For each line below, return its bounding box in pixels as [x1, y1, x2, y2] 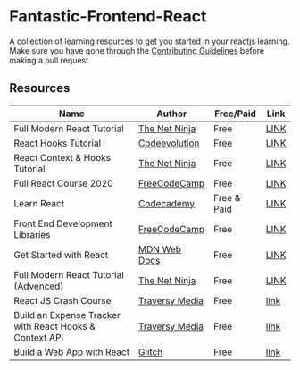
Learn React [13, 197, 65, 209]
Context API [13, 331, 64, 343]
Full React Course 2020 [13, 177, 113, 189]
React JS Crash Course [13, 294, 112, 307]
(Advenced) [13, 280, 64, 292]
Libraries [13, 228, 51, 240]
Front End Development [13, 217, 113, 230]
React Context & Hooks [13, 151, 112, 164]
